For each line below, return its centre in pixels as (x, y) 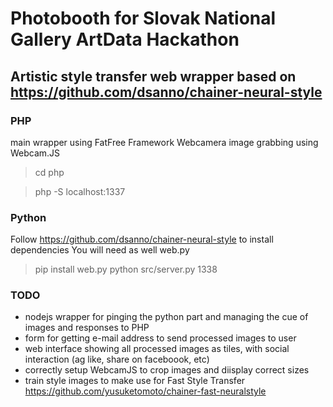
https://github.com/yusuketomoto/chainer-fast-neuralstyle (145, 391)
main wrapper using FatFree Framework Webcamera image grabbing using (164, 142)
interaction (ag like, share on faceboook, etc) (117, 359)
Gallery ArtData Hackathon (125, 39)
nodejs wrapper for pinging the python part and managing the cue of (166, 317)
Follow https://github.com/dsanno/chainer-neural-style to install (142, 239)
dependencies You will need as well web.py (100, 250)
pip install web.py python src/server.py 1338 (126, 269)
